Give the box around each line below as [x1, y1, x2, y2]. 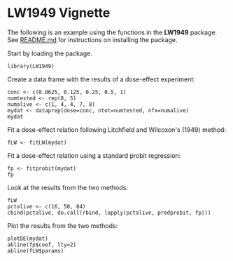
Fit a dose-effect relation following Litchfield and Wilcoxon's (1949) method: [7, 125, 226, 134]
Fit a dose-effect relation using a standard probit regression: [7, 151, 181, 159]
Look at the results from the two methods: [7, 183, 128, 192]
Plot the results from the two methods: [7, 221, 118, 229]
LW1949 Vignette [7, 5, 111, 21]
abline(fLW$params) [7, 247, 64, 254]
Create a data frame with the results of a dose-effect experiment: [7, 75, 196, 83]
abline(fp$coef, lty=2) [7, 241, 77, 248]
